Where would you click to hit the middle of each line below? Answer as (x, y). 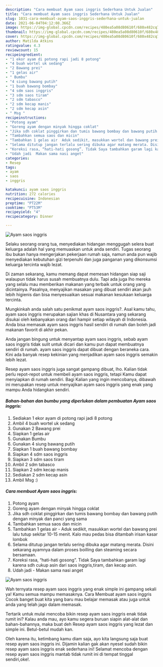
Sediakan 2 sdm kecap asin (40, 475)
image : (12, 28)
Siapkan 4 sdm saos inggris (40, 454)
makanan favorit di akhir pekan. (37, 330)
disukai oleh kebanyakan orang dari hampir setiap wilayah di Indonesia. (76, 319)
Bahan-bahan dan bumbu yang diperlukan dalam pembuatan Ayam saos (81, 401)
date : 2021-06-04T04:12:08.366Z (38, 23)
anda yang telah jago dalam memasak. (44, 604)
